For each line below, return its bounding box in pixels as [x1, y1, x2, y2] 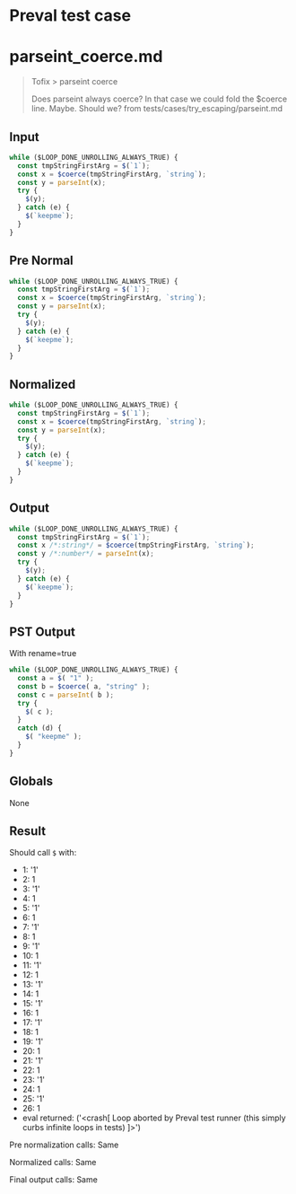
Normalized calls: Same [9, 1157, 97, 1168]
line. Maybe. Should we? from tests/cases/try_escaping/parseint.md [30, 103, 283, 114]
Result [9, 823, 47, 839]
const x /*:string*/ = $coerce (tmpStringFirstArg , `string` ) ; [17, 540, 255, 550]
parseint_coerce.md [9, 47, 163, 67]
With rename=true [9, 648, 77, 659]
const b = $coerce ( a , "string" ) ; [17, 681, 151, 691]
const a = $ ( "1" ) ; [17, 674, 94, 683]
